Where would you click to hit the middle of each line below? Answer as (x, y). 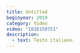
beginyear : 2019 (27, 18)
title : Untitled (27, 12)
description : (23, 35)
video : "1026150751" (33, 29)
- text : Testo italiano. (43, 40)
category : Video (27, 23)
